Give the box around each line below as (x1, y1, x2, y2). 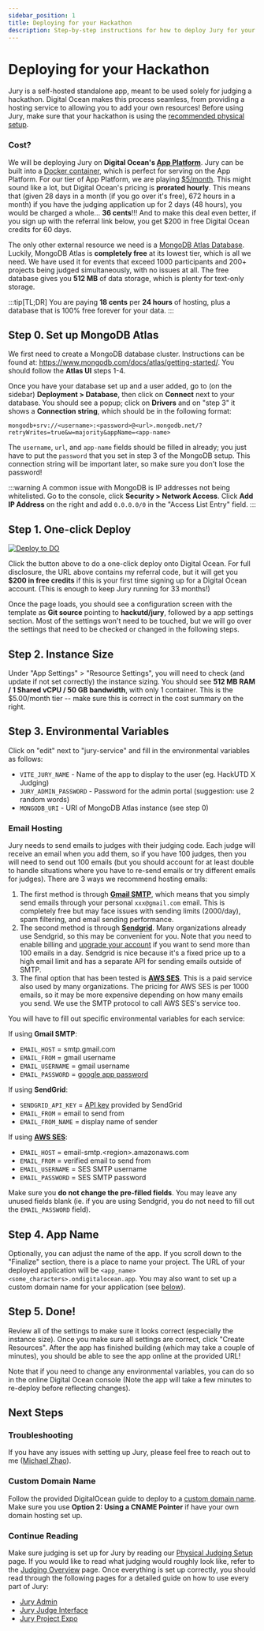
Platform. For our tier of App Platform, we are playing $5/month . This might (8, 174, 251, 184)
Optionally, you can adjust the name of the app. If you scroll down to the (8, 1248, 242, 1258)
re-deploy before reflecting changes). (8, 1383, 131, 1393)
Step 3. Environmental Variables (8, 725, 169, 738)
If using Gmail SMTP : (8, 1029, 77, 1039)
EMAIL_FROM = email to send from (19, 1108, 125, 1118)
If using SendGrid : (8, 1085, 69, 1094)
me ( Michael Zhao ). (8, 1456, 72, 1465)
